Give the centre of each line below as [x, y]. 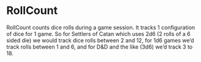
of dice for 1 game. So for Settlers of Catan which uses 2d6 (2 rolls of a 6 [99, 33]
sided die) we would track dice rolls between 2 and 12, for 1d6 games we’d [100, 40]
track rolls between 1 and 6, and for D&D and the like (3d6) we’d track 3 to [100, 47]
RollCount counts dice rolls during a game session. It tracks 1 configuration [101, 27]
